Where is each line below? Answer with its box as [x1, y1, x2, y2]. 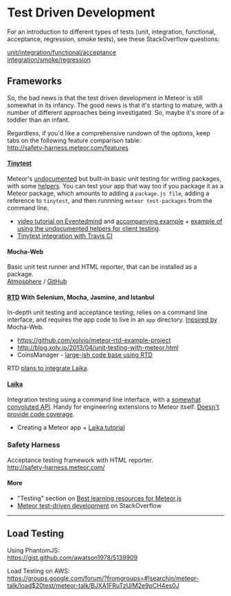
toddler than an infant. [7, 115, 70, 124]
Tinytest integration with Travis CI [16, 232, 113, 240]
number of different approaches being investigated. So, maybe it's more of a [7, 108, 224, 116]
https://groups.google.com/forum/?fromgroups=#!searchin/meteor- [7, 574, 199, 582]
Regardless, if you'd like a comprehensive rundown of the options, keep [7, 129, 211, 137]
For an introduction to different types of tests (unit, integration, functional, [7, 27, 216, 36]
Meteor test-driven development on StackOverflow [16, 502, 162, 510]
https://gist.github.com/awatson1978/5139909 [7, 553, 138, 562]
